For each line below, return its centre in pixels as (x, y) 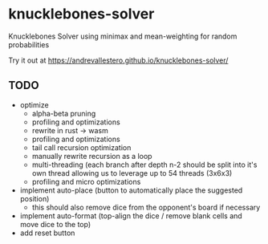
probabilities (29, 44)
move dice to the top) (55, 224)
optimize (35, 104)
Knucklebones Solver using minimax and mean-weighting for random (123, 36)
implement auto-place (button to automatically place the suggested (131, 190)
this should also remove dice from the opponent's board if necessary (146, 207)
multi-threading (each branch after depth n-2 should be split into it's (144, 165)
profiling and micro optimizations (86, 181)
